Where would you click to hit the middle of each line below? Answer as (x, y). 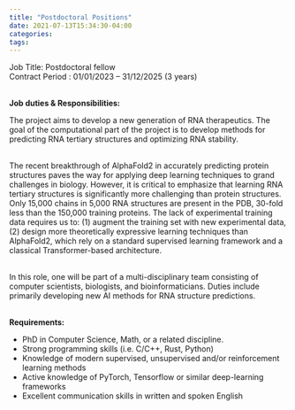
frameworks (44, 387)
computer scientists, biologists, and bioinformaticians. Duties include (135, 286)
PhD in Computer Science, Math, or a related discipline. (123, 340)
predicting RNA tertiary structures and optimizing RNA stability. (124, 139)
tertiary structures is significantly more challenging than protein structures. (145, 194)
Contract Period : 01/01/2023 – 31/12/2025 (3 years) (103, 77)
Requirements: (37, 322)
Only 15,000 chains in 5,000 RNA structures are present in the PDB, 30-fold (146, 204)
